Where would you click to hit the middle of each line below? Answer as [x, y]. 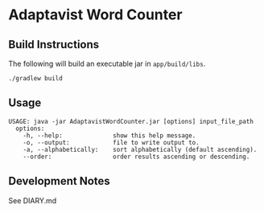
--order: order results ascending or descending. [136, 157]
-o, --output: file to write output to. [111, 142]
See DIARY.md [33, 200]
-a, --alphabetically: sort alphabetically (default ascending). [140, 149]
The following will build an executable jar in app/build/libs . [107, 63]
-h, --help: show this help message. [109, 135]
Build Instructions [54, 45]
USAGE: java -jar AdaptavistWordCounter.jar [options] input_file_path [131, 121]
